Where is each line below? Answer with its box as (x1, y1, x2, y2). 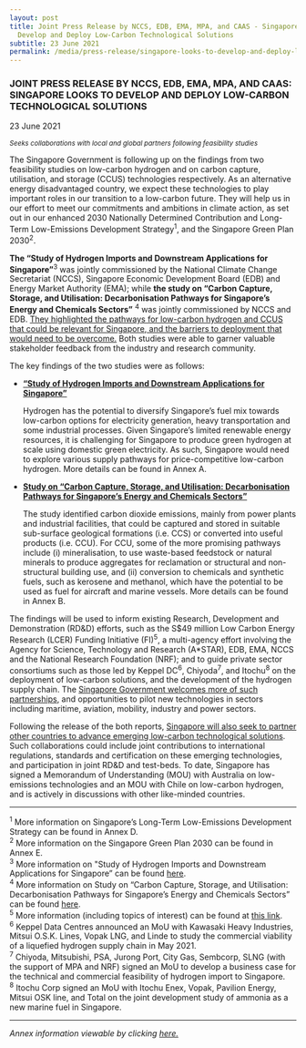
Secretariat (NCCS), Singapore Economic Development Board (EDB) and (9, 273, 280, 284)
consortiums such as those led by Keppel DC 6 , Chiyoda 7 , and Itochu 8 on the (9, 663, 296, 675)
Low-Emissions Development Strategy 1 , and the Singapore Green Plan (30, 222, 294, 235)
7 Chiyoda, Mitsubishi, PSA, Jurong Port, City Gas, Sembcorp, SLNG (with (9, 950, 286, 962)
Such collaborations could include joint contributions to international (9, 740, 266, 752)
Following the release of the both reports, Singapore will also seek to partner (9, 721, 297, 732)
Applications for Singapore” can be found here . (9, 868, 187, 879)
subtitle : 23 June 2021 (9, 38, 100, 48)
